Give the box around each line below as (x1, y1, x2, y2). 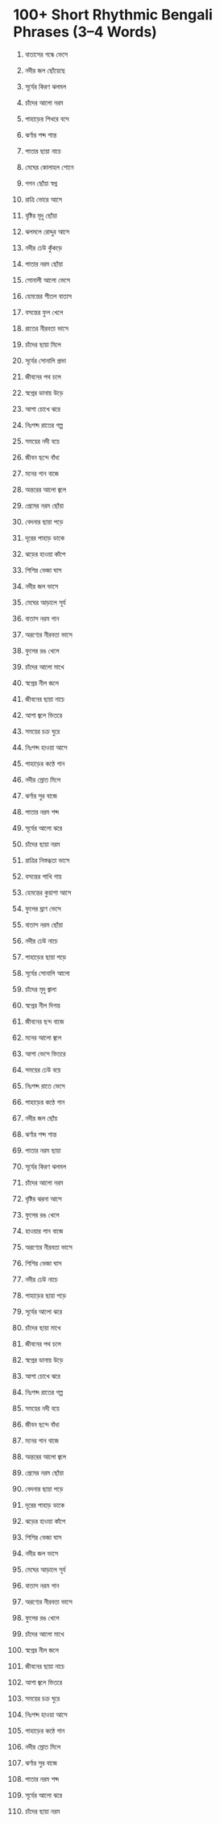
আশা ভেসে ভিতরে (24, 1049, 66, 1058)
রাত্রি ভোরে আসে (24, 194, 63, 204)
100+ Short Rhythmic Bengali (13, 6, 213, 24)
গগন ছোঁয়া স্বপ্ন (24, 178, 57, 188)
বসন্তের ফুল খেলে (24, 307, 64, 317)
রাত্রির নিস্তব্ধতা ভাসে (24, 855, 70, 865)
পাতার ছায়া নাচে (24, 146, 61, 156)
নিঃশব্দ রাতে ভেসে (24, 1081, 65, 1090)
